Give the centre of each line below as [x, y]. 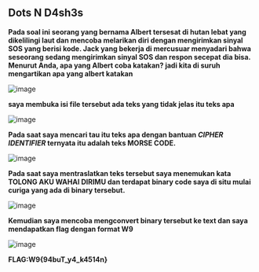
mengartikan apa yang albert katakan [71, 73]
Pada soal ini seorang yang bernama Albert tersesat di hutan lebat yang [128, 31]
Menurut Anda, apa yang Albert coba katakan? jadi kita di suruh [114, 65]
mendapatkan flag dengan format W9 [71, 229]
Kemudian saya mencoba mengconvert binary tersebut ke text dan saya [128, 220]
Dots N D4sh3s [46, 13]
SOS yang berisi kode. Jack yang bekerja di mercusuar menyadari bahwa [129, 48]
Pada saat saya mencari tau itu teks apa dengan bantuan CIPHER [116, 134]
